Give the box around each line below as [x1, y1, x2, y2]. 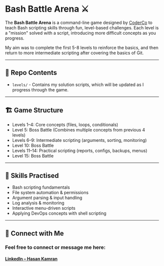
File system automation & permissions [12, 190, 89, 196]
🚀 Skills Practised [5, 171, 59, 179]
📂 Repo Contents [5, 68, 57, 77]
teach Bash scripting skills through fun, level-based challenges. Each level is [5, 24, 159, 30]
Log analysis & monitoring [12, 200, 64, 206]
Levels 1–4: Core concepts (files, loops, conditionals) [12, 121, 119, 128]
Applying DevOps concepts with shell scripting [12, 210, 106, 216]
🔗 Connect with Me [5, 229, 64, 238]
